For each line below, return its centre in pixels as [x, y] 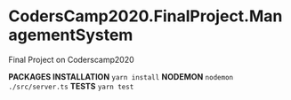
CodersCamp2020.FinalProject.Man [145, 16]
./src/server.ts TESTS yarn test [71, 86]
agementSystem [71, 35]
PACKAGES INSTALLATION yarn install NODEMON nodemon [121, 76]
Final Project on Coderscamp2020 [71, 59]
